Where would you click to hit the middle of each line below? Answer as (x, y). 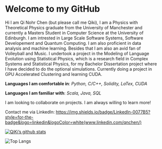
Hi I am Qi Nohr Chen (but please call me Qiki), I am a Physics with (72, 22)
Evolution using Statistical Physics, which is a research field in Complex (77, 58)
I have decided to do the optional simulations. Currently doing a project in (79, 69)
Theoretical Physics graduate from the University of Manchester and (74, 27)
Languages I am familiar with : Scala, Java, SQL (53, 93)
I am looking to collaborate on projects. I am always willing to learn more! (78, 102)
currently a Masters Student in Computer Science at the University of (74, 33)
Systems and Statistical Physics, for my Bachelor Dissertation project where (81, 64)
